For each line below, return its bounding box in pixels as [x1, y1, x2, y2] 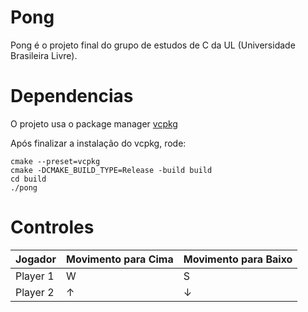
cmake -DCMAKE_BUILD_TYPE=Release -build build [10, 165, 213, 175]
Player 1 [15, 269, 55, 283]
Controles [10, 216, 95, 239]
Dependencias [10, 85, 134, 108]
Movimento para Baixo [183, 252, 293, 266]
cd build [10, 174, 47, 184]
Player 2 [15, 285, 55, 299]
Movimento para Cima [65, 252, 174, 266]
